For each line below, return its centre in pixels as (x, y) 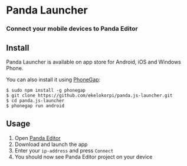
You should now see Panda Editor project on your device (83, 157)
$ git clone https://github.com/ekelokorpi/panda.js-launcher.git (89, 95)
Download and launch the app (51, 144)
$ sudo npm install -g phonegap (46, 90)
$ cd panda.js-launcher (35, 101)
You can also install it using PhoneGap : (53, 79)
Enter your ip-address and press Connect (64, 150)
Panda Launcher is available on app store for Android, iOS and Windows (93, 62)
